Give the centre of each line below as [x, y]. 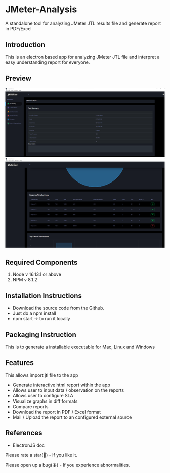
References [24, 433]
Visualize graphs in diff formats [45, 401]
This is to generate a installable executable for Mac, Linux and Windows [80, 347]
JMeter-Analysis [41, 9]
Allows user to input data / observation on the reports [68, 390]
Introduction [25, 45]
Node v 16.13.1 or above [37, 274]
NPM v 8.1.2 [25, 280]
